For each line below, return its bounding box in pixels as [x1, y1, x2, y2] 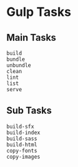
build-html [6, 141, 38, 148]
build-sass [6, 135, 38, 142]
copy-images [6, 153, 40, 160]
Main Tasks [6, 32, 56, 43]
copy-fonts [6, 147, 38, 154]
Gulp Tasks [6, 4, 71, 20]
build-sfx [6, 123, 35, 130]
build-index [6, 129, 40, 136]
